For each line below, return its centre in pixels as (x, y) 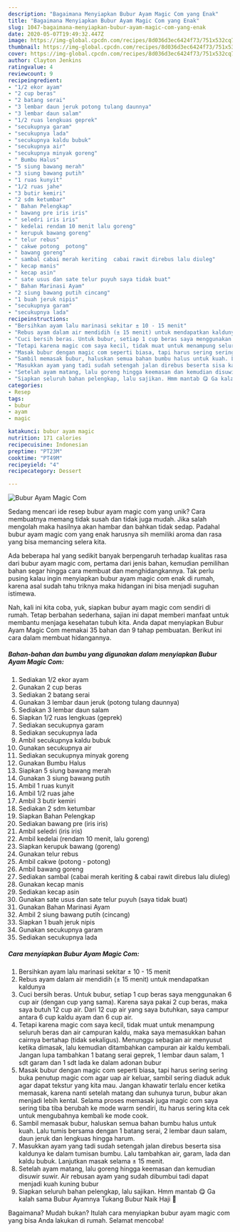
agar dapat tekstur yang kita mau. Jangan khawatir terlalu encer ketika (122, 1086)
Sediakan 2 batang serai (54, 695)
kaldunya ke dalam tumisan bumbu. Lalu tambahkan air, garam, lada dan (124, 1154)
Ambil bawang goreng (51, 869)
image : (18, 41)
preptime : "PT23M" (35, 451)
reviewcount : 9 (31, 73)
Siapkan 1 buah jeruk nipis (57, 922)
